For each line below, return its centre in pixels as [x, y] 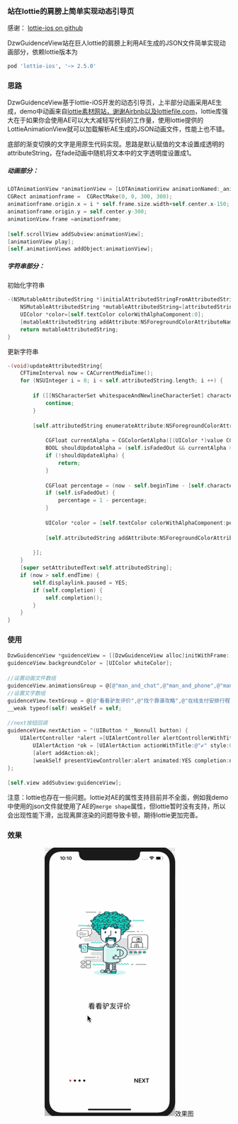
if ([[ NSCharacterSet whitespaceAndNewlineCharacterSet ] [118, 396]
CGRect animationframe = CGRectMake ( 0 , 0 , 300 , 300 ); [90, 197]
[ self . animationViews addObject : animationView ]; [80, 249]
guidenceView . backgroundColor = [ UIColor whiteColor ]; [90, 663]
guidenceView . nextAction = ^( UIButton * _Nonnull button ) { [98, 731]
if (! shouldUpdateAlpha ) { [85, 456]
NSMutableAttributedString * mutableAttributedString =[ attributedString [128, 307]
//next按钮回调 [28, 723]
